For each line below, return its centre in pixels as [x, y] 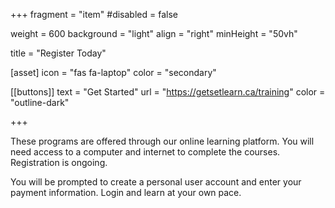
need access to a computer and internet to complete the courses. [145, 152]
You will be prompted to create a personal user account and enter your [156, 182]
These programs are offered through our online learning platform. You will [162, 141]
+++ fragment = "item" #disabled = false [94, 14]
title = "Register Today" [58, 53]
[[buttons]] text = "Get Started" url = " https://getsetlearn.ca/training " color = [168, 92]
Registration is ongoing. [59, 162]
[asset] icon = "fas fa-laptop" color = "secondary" [113, 72]
